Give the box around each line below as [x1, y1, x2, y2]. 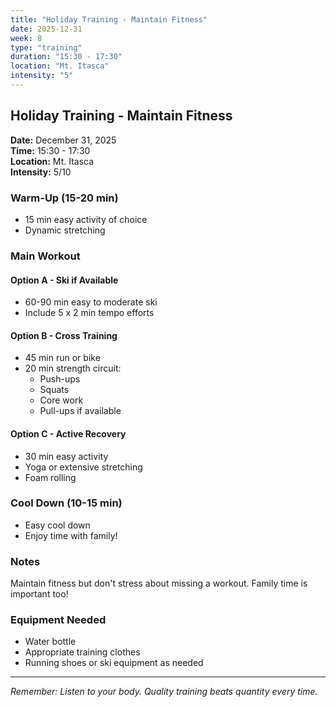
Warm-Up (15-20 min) [10, 191, 119, 205]
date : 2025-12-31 [10, 24, 83, 34]
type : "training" [10, 42, 83, 53]
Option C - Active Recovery [10, 427, 127, 440]
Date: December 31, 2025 [10, 134, 117, 146]
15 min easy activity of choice [24, 213, 148, 225]
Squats [39, 384, 70, 396]
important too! [10, 588, 69, 600]
